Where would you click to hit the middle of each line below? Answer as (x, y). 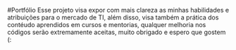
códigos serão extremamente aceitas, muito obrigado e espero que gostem (117, 32)
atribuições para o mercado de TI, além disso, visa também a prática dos (113, 17)
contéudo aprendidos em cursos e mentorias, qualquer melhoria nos (107, 25)
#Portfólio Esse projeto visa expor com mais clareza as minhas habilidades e (118, 10)
